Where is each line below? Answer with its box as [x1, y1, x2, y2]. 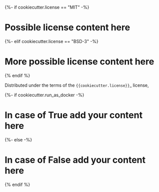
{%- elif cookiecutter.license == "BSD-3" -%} [4, 38, 98, 44]
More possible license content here [4, 56, 154, 67]
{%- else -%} [4, 136, 32, 142]
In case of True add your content [4, 110, 143, 121]
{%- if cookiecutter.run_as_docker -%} [4, 92, 84, 98]
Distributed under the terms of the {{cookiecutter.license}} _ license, [4, 82, 149, 88]
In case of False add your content [4, 154, 146, 165]
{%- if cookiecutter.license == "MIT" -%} [4, 5, 89, 10]
